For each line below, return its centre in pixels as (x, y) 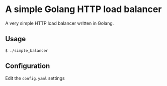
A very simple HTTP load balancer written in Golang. (60, 23)
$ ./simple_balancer (27, 51)
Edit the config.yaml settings (35, 78)
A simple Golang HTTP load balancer (83, 9)
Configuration (28, 66)
